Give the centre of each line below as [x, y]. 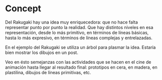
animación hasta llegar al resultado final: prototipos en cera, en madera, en [81, 67]
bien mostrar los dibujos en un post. [42, 53]
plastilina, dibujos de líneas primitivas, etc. [48, 72]
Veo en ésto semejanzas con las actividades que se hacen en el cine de [78, 62]
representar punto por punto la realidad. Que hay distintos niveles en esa [79, 27]
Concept [23, 9]
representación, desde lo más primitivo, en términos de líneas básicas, [77, 32]
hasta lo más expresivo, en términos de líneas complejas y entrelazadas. [79, 38]
